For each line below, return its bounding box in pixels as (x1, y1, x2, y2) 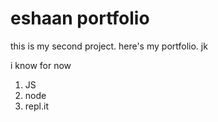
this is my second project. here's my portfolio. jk (10, 40, 208, 52)
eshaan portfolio (10, 7, 150, 30)
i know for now (10, 59, 72, 71)
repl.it (24, 100, 49, 112)
